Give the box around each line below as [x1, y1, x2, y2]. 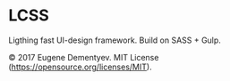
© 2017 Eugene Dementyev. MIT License [8, 52, 159, 62]
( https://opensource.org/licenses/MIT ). [8, 61, 153, 72]
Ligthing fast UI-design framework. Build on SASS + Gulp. [8, 35, 221, 45]
